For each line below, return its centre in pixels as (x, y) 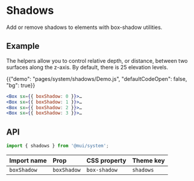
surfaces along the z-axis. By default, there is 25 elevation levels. (87, 67)
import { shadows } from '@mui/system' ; (58, 146)
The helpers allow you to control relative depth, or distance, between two (97, 60)
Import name (28, 160)
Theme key (149, 160)
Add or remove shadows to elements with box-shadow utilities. (84, 27)
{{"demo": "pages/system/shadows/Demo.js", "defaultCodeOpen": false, (97, 78)
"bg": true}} (21, 85)
